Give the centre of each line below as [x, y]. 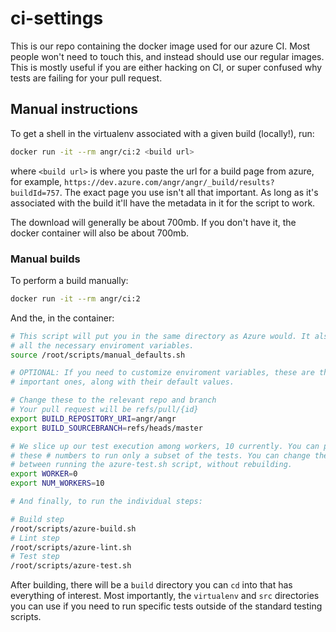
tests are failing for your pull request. [86, 78]
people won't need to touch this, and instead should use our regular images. [167, 56]
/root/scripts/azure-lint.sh [71, 547]
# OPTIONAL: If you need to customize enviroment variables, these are [162, 373]
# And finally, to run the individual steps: [106, 502]
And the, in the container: [62, 318]
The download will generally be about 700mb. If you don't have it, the [153, 222]
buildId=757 [35, 193]
